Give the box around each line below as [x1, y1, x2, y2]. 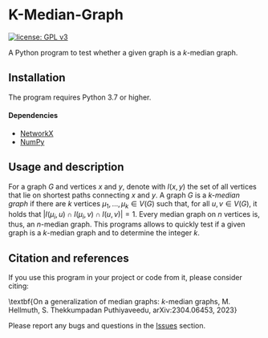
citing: [8, 281, 30, 291]
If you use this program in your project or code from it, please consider [8, 273, 242, 283]
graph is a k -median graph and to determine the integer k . [8, 228, 201, 238]
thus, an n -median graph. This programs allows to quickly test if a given [8, 219, 246, 230]
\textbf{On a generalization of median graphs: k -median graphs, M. [8, 297, 231, 307]
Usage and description [8, 161, 124, 174]
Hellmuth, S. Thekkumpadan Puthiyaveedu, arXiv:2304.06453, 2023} [8, 305, 238, 315]
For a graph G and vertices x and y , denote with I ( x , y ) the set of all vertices [8, 181, 257, 191]
